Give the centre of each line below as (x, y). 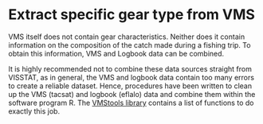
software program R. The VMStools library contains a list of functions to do (131, 103)
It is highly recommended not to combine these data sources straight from (130, 68)
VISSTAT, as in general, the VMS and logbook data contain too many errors (131, 77)
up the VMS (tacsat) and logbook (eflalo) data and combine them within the (132, 94)
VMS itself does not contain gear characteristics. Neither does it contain (127, 37)
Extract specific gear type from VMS (131, 15)
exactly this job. (34, 111)
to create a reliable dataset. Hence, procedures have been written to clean (130, 86)
